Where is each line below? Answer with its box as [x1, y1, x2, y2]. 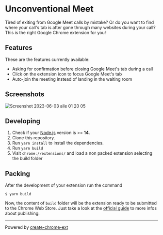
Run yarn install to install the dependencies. [12, 140, 104, 146]
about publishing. [5, 210, 40, 216]
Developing [5, 117, 40, 125]
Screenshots [5, 90, 45, 99]
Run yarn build [12, 145, 43, 151]
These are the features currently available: [5, 57, 90, 62]
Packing [5, 169, 31, 177]
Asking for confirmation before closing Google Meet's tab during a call [12, 66, 153, 72]
